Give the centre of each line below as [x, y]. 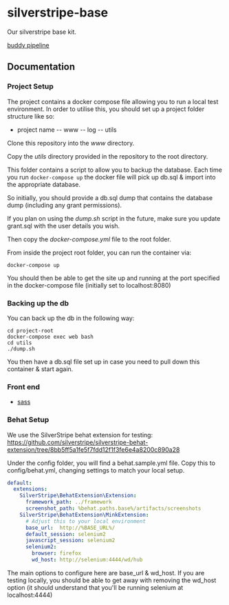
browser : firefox [56, 553]
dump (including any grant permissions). [65, 205]
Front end [23, 386]
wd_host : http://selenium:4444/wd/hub [87, 560]
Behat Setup [28, 420]
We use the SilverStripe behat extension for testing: [80, 435]
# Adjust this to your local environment [86, 521]
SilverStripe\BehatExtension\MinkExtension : [84, 515]
